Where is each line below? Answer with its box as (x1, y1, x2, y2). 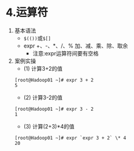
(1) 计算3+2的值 (23, 65, 63, 72)
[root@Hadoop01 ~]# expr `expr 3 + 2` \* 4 (14, 135, 127, 141)
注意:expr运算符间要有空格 (32, 49, 99, 57)
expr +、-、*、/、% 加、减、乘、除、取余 (23, 42, 129, 49)
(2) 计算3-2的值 (23, 94, 63, 101)
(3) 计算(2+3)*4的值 (23, 122, 75, 130)
